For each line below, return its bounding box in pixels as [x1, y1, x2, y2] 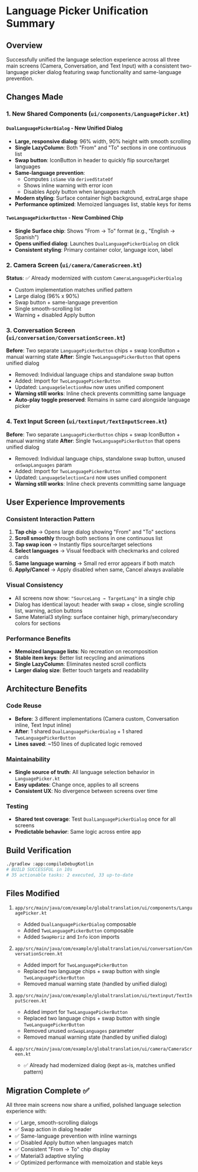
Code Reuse [6, 702, 42, 710]
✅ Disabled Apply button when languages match [14, 1139, 133, 1147]
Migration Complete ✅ [6, 1086, 90, 1096]
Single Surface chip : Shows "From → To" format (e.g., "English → [14, 227, 176, 235]
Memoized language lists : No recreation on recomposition [14, 647, 158, 655]
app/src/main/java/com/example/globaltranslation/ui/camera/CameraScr [14, 1046, 193, 1052]
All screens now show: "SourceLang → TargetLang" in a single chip [14, 594, 176, 602]
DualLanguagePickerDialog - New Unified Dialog [6, 124, 123, 131]
